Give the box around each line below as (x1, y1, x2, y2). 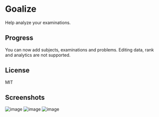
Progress (5, 34, 33, 42)
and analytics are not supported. (5, 52, 71, 58)
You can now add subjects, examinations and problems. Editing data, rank (5, 47, 154, 52)
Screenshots (5, 93, 45, 101)
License (5, 66, 30, 74)
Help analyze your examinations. (5, 20, 71, 25)
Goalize (5, 3, 37, 15)
